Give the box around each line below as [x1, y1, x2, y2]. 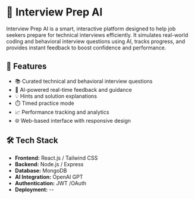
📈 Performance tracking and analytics [14, 108, 109, 116]
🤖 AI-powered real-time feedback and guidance [14, 86, 132, 93]
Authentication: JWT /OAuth [14, 179, 86, 186]
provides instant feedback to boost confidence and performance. [6, 44, 167, 51]
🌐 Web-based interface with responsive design [14, 117, 131, 124]
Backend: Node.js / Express [14, 160, 84, 167]
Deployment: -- [14, 186, 55, 193]
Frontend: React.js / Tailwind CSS [14, 154, 98, 161]
